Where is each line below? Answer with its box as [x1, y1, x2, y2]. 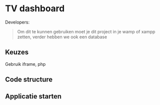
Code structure [5, 76, 53, 84]
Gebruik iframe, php [5, 61, 46, 67]
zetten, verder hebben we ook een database [17, 34, 107, 40]
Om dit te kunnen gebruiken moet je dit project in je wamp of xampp [17, 28, 156, 34]
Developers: [5, 19, 30, 25]
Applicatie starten [5, 92, 62, 101]
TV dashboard [5, 3, 65, 14]
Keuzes [5, 48, 29, 56]
